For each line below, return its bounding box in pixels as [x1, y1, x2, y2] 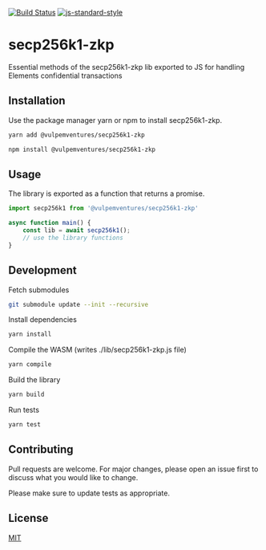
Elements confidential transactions [8, 71, 123, 80]
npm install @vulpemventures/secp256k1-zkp [8, 145, 156, 153]
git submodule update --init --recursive [8, 300, 149, 308]
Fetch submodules [8, 285, 70, 295]
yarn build [8, 390, 45, 399]
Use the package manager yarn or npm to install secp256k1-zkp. [8, 115, 223, 124]
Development [8, 263, 78, 277]
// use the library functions [22, 234, 124, 242]
